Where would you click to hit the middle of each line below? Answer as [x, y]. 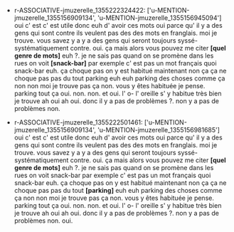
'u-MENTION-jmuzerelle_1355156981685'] [159, 130]
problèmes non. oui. [43, 221]
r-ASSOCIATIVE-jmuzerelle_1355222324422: [80, 10]
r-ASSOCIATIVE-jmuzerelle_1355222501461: [79, 122]
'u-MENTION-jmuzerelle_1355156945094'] [159, 18]
